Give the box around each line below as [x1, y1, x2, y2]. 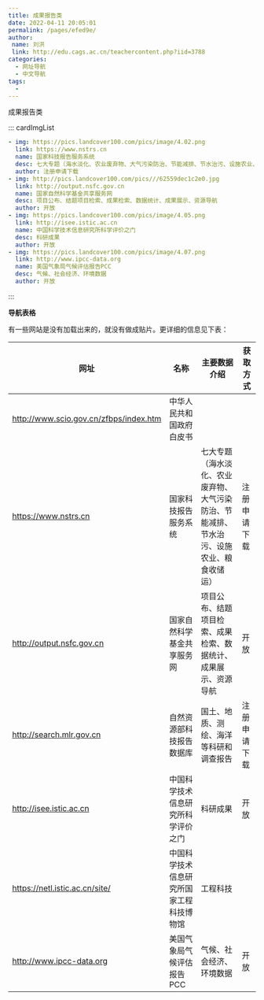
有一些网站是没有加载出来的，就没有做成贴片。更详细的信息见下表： [8, 324, 229, 334]
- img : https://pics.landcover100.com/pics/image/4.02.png [8, 139, 206, 146]
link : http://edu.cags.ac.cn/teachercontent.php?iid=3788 [11, 48, 206, 56]
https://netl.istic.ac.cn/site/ [12, 883, 112, 894]
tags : [8, 77, 26, 85]
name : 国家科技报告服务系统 [15, 153, 96, 161]
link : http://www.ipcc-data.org [15, 255, 122, 264]
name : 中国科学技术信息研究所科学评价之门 [15, 226, 136, 234]
